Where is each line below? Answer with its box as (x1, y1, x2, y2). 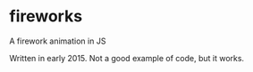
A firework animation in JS (9, 36, 106, 46)
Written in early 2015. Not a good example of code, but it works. (9, 52, 244, 63)
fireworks (9, 6, 83, 27)
